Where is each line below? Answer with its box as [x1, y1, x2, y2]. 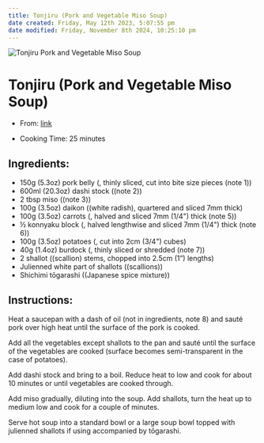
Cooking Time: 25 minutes [19, 134, 106, 143]
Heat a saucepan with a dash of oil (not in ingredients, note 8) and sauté [8, 314, 243, 324]
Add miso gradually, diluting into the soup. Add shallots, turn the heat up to [8, 393, 252, 403]
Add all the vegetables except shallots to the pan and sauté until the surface [8, 338, 255, 347]
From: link [19, 119, 53, 128]
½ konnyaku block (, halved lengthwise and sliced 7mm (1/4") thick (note [19, 220, 257, 229]
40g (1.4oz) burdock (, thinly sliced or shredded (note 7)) [19, 245, 206, 255]
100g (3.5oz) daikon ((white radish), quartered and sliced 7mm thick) [19, 203, 243, 213]
